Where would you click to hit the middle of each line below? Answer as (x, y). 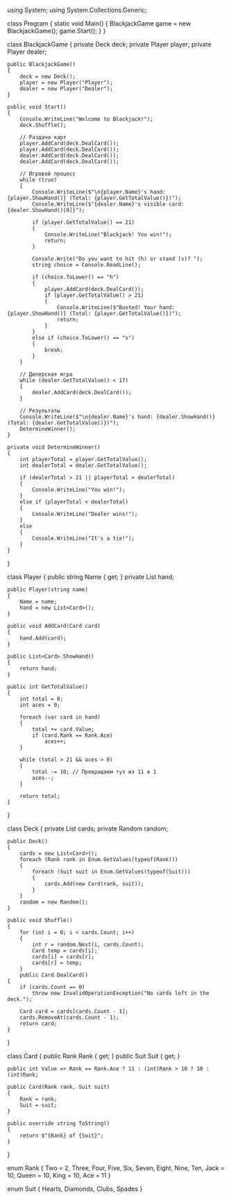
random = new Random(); (54, 902)
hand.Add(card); (43, 638)
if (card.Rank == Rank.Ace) (72, 735)
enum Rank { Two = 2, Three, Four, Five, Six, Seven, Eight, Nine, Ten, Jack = (116, 1168)
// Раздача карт (43, 137)
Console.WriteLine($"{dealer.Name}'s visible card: (109, 204)
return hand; (38, 669)
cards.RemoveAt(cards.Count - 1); (69, 1017)
